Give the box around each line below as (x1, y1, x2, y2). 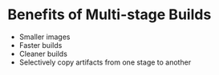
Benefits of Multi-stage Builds (7, 6, 212, 24)
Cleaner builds (18, 49, 67, 58)
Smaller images (18, 32, 71, 41)
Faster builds (18, 40, 63, 49)
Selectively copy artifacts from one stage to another (18, 57, 192, 67)
